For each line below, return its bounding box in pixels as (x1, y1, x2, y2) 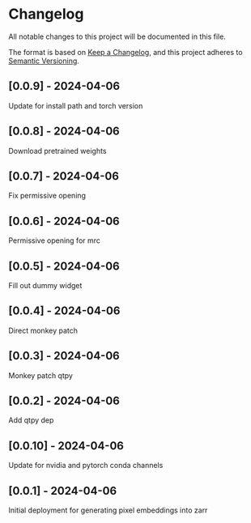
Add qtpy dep (8, 415, 54, 425)
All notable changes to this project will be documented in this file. (8, 32, 227, 41)
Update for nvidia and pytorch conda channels (8, 461, 164, 470)
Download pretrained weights (8, 146, 107, 155)
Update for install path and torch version (8, 100, 143, 110)
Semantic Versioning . (8, 56, 79, 66)
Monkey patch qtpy (8, 370, 73, 381)
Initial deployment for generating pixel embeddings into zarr (8, 505, 208, 515)
